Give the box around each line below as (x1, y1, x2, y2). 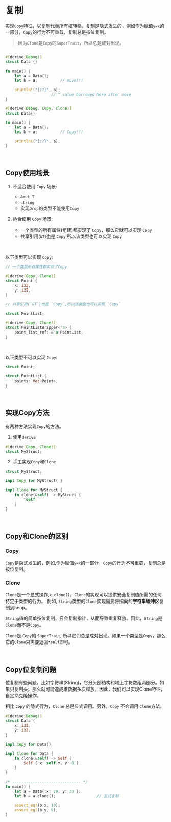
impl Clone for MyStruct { (5, 487, 63, 493)
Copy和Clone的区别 (5, 531, 69, 540)
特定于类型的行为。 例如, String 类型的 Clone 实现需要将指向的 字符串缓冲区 (5, 598, 160, 604)
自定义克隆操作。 (5, 693, 41, 699)
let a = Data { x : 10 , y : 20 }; (14, 789, 81, 794)
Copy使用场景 (5, 169, 50, 177)
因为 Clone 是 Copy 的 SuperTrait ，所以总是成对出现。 (17, 39, 124, 46)
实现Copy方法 (5, 409, 50, 417)
